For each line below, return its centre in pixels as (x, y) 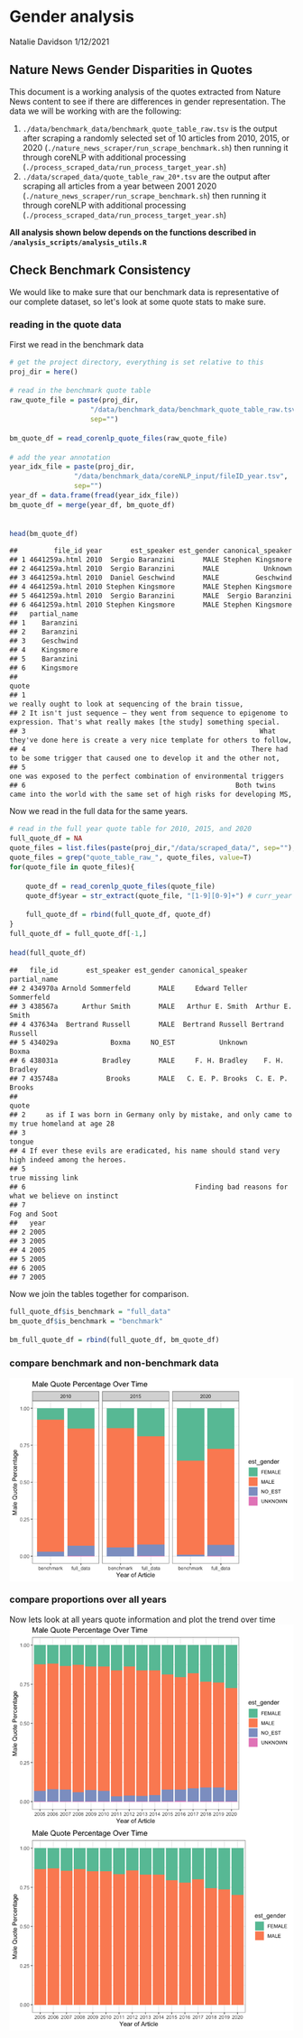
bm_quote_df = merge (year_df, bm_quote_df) (92, 505)
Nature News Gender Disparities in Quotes (131, 70)
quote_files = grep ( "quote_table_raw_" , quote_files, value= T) (131, 858)
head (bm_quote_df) (44, 533)
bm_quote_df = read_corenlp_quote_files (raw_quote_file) (119, 438)
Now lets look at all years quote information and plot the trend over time (142, 1619)
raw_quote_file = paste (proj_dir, (74, 400)
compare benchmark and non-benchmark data (114, 1363)
